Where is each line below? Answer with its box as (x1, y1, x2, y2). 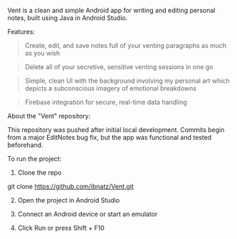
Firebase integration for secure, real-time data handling (24, 98, 187, 106)
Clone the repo (17, 168, 62, 177)
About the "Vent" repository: (7, 112, 91, 120)
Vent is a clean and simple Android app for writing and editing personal (7, 6, 216, 14)
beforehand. (7, 141, 44, 149)
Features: (7, 28, 36, 36)
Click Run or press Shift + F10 (17, 224, 105, 232)
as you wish (24, 49, 60, 57)
